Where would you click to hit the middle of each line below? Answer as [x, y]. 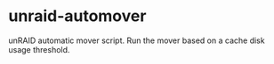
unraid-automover [77, 16]
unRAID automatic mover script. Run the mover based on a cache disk [137, 40]
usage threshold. [39, 49]
